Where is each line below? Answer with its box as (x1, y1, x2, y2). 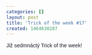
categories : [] (6, 8, 44, 15)
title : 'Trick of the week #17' (6, 20, 87, 26)
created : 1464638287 (6, 25, 58, 32)
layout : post (6, 14, 39, 20)
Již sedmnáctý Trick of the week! (6, 42, 82, 49)
